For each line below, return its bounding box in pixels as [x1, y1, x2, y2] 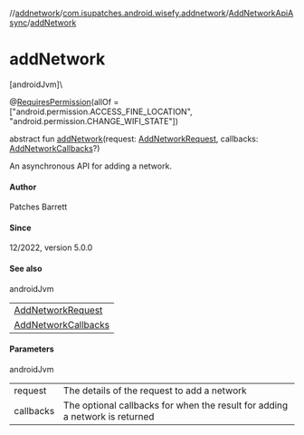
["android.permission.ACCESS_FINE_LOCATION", [9, 106, 193, 117]
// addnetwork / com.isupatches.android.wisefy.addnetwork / [9, 8, 229, 18]
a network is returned [62, 410, 155, 422]
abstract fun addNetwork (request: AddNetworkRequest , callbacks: [9, 133, 259, 144]
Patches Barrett [9, 201, 68, 212]
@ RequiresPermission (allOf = [9, 96, 119, 107]
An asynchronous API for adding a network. [9, 160, 172, 171]
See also [9, 263, 43, 274]
